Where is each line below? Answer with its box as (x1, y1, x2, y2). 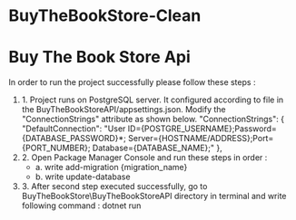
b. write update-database (35, 171, 131, 182)
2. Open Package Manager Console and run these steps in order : (21, 152, 268, 163)
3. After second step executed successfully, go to (21, 181, 208, 192)
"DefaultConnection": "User (21, 123, 126, 134)
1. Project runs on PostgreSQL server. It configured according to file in (21, 94, 284, 105)
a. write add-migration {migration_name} (35, 162, 188, 173)
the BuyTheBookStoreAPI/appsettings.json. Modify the (21, 104, 226, 115)
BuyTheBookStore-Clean (8, 5, 202, 26)
